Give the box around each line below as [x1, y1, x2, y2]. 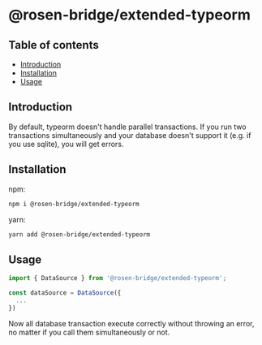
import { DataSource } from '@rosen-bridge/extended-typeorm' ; [8, 274, 227, 282]
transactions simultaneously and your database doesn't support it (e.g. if [8, 130, 251, 140]
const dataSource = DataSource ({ [8, 289, 122, 297]
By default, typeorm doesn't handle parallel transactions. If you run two [8, 122, 247, 132]
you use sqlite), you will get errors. [8, 139, 124, 149]
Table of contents [8, 38, 99, 52]
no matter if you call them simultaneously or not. [8, 327, 170, 337]
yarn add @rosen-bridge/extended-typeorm [8, 230, 151, 239]
